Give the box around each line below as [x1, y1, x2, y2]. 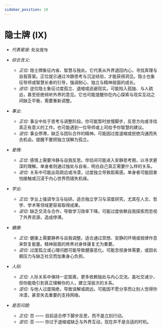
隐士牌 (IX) [4, 30, 48, 40]
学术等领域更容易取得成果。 [27, 202, 83, 208]
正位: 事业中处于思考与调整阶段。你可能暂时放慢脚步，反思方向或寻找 [18, 118, 158, 124]
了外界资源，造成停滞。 [18, 214, 66, 220]
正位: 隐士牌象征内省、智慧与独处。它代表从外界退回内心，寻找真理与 [18, 67, 158, 73]
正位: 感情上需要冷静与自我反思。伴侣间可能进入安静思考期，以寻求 [18, 157, 153, 163]
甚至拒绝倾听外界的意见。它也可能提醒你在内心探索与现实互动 [27, 91, 151, 97]
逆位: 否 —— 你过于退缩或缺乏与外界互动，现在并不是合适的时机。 [18, 319, 151, 325]
